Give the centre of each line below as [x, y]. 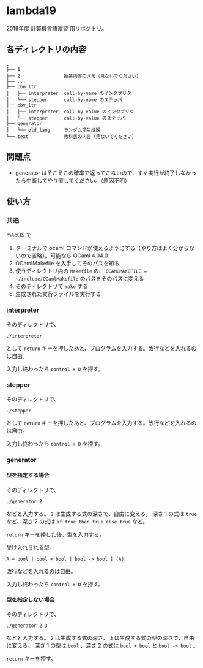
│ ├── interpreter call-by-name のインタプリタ [69, 93]
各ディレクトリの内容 [46, 50]
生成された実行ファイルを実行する [58, 294]
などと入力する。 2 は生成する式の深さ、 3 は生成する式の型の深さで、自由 [100, 638]
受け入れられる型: [29, 547]
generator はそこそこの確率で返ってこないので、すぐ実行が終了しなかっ [106, 173]
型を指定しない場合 [31, 599]
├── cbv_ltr [21, 105]
